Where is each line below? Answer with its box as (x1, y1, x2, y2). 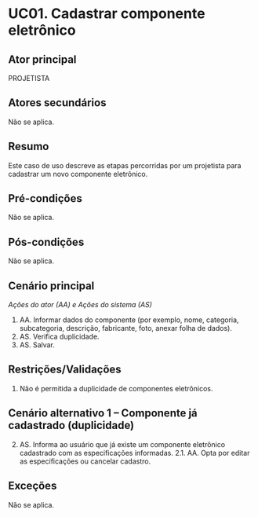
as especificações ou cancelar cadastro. (19, 456, 151, 466)
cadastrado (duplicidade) (8, 419, 135, 432)
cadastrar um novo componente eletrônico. (8, 169, 148, 178)
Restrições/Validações (8, 363, 122, 376)
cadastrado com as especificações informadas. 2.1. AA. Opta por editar (19, 448, 250, 457)
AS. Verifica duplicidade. (19, 332, 100, 342)
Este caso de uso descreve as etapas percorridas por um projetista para (8, 160, 242, 170)
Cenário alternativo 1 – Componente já (8, 406, 198, 420)
